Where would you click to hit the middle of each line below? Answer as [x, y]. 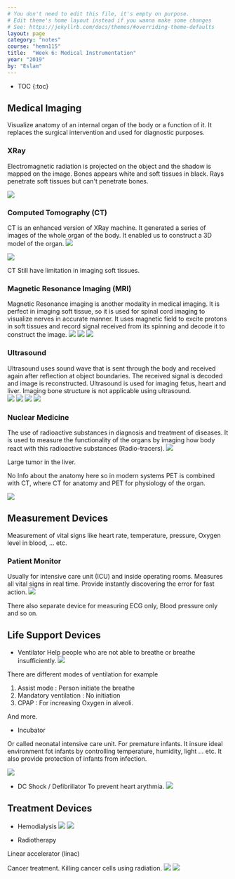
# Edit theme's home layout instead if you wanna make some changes [109, 20]
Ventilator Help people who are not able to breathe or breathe [106, 652]
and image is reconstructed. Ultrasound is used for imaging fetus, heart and [117, 383]
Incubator [31, 730]
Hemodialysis [37, 826]
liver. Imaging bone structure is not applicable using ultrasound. [99, 390]
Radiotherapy [37, 840]
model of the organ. [36, 244]
